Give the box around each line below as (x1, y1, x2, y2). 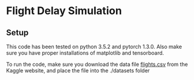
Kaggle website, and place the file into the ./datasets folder (6, 67, 150, 74)
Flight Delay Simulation (6, 4, 122, 18)
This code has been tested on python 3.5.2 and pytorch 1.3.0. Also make (6, 43, 182, 50)
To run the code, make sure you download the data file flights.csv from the (6, 61, 188, 68)
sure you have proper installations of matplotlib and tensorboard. (6, 49, 164, 56)
